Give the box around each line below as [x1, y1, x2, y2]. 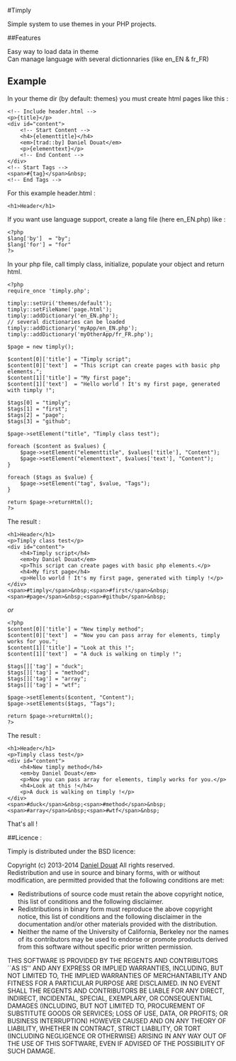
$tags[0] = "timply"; [7, 399, 72, 406]
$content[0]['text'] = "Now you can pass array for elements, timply [7, 631, 220, 638]
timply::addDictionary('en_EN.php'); [7, 312, 119, 319]
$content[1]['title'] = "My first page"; [7, 374, 132, 381]
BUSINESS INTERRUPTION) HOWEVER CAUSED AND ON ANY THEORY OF [7, 1016, 227, 1025]
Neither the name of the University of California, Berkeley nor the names [17, 927, 229, 936]
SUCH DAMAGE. [7, 1047, 55, 1055]
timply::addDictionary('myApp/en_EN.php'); [7, 325, 138, 332]
